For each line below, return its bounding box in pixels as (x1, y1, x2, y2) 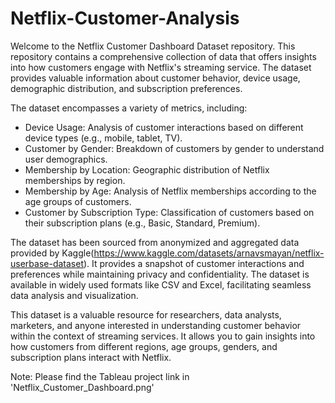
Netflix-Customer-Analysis (10, 7, 240, 30)
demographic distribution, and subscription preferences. (10, 82, 243, 94)
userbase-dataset (10, 257, 84, 269)
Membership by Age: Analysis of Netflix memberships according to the (24, 185, 317, 197)
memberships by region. (24, 174, 126, 186)
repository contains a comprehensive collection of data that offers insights (10, 50, 317, 62)
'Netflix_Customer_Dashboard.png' (10, 381, 155, 393)
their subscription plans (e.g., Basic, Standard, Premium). (24, 217, 261, 229)
